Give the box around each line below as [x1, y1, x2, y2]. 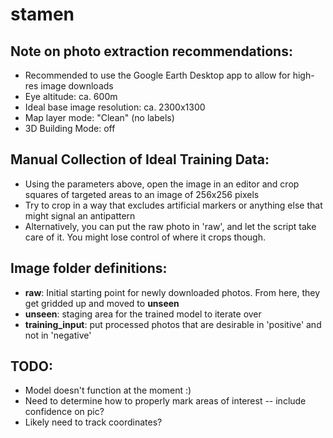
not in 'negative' [24, 329, 92, 341]
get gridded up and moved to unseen [24, 297, 180, 309]
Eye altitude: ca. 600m [24, 91, 118, 102]
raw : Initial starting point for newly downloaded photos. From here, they [24, 286, 321, 298]
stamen [10, 3, 75, 26]
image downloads [40, 80, 114, 92]
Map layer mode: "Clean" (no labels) [24, 112, 175, 123]
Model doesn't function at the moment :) [24, 384, 192, 397]
